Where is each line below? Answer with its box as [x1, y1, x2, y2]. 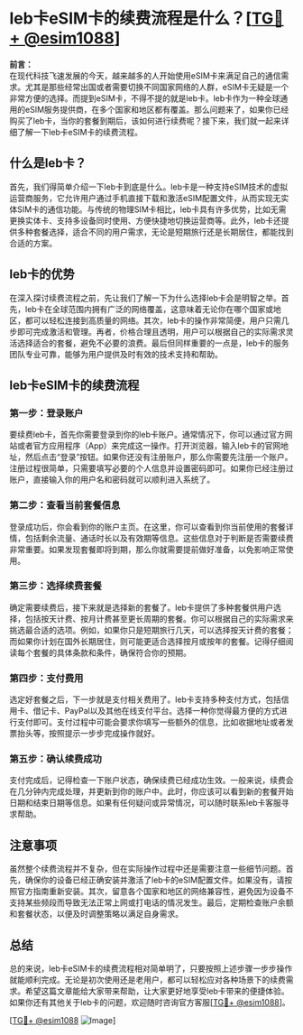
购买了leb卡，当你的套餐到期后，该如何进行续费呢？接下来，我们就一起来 [9, 115, 282, 126]
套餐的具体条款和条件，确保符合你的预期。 [32, 647, 191, 658]
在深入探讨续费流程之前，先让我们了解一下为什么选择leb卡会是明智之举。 [9, 292, 282, 303]
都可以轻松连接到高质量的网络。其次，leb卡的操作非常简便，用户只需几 [24, 315, 290, 326]
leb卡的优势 [9, 267, 75, 282]
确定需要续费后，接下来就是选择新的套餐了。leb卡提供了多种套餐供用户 [9, 602, 274, 613]
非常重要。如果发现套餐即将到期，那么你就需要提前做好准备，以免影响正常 [9, 543, 286, 555]
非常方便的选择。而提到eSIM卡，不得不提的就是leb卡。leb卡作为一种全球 [9, 92, 280, 104]
